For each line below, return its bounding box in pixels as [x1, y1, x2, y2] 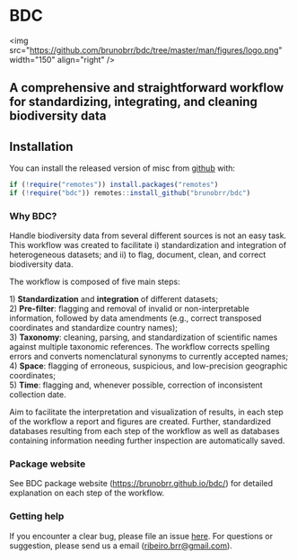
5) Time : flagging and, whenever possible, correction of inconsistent [9, 379, 263, 391]
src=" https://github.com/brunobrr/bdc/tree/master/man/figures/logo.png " [9, 44, 283, 55]
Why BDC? [9, 209, 57, 222]
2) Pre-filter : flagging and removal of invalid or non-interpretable [9, 303, 249, 315]
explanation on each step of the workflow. [9, 487, 164, 499]
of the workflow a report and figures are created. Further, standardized [9, 416, 272, 427]
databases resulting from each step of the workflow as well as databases [9, 426, 280, 437]
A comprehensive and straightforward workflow [9, 80, 284, 95]
